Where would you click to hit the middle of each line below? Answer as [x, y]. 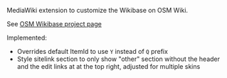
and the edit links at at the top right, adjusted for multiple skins [109, 66]
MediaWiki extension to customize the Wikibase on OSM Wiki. [97, 10]
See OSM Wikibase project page [54, 24]
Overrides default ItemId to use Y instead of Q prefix [93, 51]
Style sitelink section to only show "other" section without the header [118, 59]
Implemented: [27, 38]
